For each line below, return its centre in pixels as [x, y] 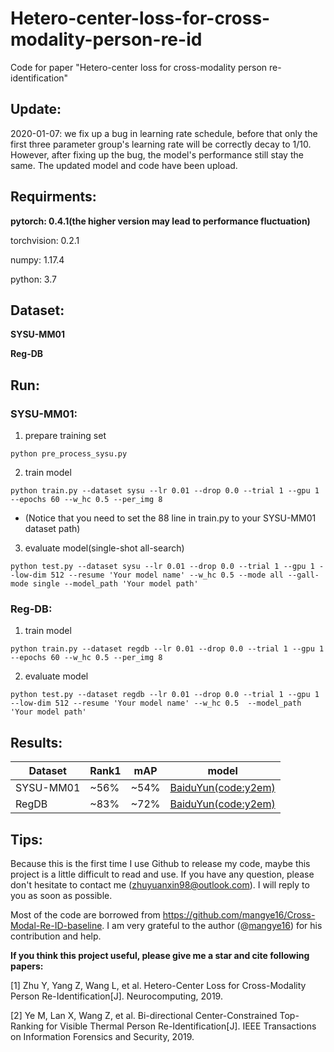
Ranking [27, 1026]
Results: [36, 742]
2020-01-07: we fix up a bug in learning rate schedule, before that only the [164, 133]
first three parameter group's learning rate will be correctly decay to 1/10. [161, 144]
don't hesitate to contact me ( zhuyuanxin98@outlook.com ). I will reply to [160, 884]
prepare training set [65, 436]
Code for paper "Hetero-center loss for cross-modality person [139, 67]
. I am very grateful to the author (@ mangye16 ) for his [212, 925]
